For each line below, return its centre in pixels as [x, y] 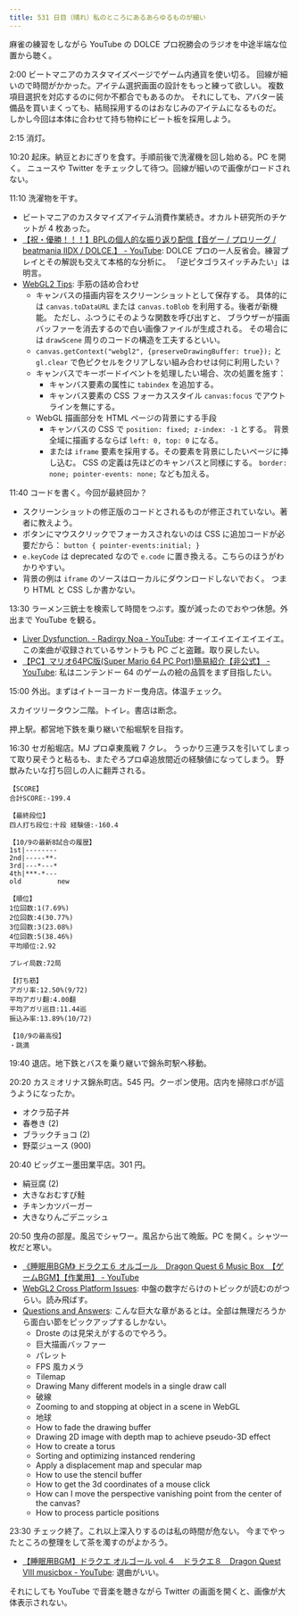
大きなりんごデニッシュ [65, 1217]
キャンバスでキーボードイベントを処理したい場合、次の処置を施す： [161, 373]
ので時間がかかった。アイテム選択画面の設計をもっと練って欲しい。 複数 [150, 85]
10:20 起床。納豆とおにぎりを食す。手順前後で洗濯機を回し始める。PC [139, 156]
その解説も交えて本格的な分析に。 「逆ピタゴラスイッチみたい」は [168, 261]
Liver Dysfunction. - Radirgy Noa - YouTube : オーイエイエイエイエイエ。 [155, 638]
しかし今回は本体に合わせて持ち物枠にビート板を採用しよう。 [123, 119]
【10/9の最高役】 [37, 1036]
